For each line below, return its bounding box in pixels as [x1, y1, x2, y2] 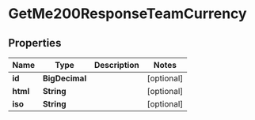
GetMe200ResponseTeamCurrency [8, 5, 247, 23]
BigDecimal [42, 73, 87, 84]
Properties [8, 36, 62, 50]
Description [93, 60, 140, 70]
